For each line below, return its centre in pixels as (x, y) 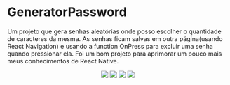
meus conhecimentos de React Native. (63, 61)
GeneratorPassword (67, 12)
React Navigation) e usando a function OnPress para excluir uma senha (110, 46)
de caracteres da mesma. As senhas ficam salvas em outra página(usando (115, 38)
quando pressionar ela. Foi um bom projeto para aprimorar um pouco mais (115, 54)
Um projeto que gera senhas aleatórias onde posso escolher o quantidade (115, 31)
